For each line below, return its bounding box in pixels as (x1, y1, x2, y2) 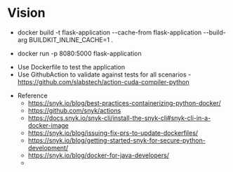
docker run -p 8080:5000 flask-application (17, 49, 142, 58)
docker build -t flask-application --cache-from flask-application (17, 28, 202, 37)
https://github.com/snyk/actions (27, 106, 121, 114)
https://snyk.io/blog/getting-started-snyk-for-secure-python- (27, 135, 206, 145)
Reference (17, 91, 48, 100)
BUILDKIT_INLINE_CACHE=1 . (29, 35, 114, 44)
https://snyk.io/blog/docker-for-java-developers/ (27, 151, 170, 159)
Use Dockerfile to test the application (17, 62, 125, 71)
